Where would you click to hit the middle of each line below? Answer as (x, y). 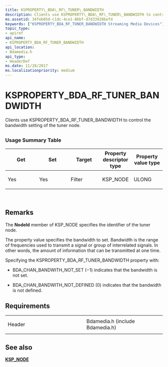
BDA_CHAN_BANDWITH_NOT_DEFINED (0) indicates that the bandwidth (87, 285)
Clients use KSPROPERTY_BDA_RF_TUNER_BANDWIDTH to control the (78, 120)
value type (147, 163)
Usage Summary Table (33, 140)
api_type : (15, 56)
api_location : (20, 47)
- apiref (14, 33)
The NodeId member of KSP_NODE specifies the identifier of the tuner (78, 224)
